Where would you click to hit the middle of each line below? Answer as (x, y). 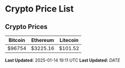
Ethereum (43, 40)
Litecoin (69, 40)
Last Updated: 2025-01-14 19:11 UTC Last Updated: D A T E (63, 60)
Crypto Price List (39, 9)
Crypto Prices (26, 27)
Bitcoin (17, 40)
